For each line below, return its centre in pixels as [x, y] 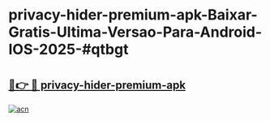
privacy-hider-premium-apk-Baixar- [133, 15]
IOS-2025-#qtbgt [69, 50]
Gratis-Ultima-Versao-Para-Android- [135, 32]
